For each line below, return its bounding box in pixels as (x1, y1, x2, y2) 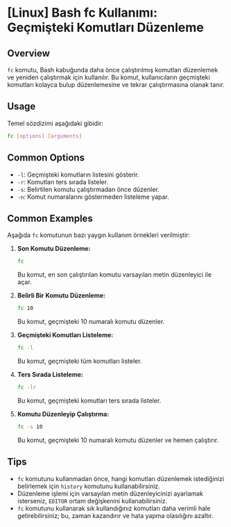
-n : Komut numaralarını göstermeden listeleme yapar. (17, 193, 170, 201)
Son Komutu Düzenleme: (17, 245, 91, 253)
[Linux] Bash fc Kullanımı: (7, 5, 158, 21)
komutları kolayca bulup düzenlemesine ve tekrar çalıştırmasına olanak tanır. (7, 81, 225, 88)
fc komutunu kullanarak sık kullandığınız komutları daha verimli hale (17, 504, 211, 512)
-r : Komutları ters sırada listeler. (17, 177, 109, 186)
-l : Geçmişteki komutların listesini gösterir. (17, 170, 139, 179)
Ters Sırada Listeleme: (17, 370, 83, 378)
